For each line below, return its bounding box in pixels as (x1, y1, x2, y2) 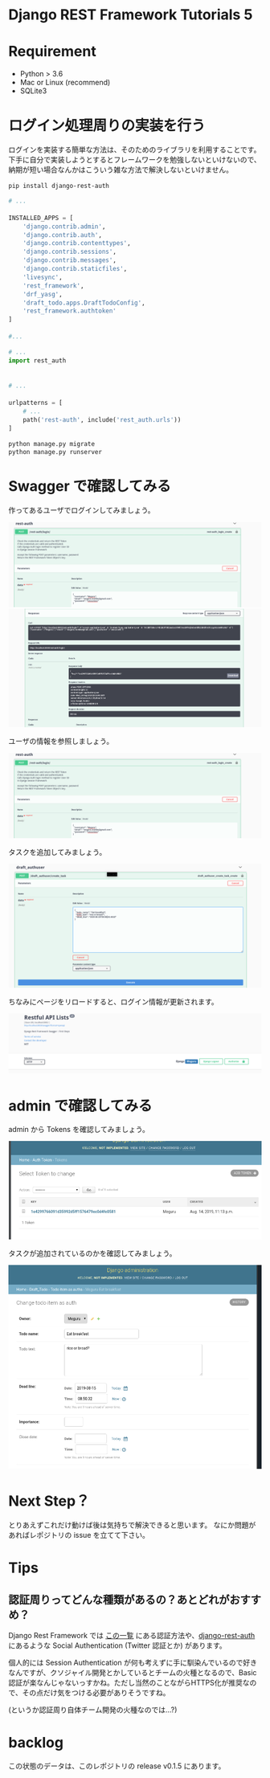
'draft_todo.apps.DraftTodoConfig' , (22, 299, 146, 307)
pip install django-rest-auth (8, 182, 110, 190)
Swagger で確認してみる (8, 476, 171, 495)
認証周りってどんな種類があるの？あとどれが (8, 1592, 230, 1606)
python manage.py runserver (8, 448, 103, 456)
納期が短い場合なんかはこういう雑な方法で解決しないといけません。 (8, 165, 234, 174)
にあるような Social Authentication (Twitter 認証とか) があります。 (8, 1641, 227, 1650)
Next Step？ (8, 1492, 90, 1510)
